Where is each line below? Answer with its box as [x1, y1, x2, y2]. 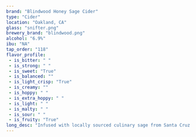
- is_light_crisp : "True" [8, 79, 72, 85]
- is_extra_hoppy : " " [8, 95, 65, 101]
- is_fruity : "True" [8, 117, 59, 123]
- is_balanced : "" [8, 73, 54, 79]
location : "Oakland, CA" [6, 19, 67, 25]
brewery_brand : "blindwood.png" [6, 30, 85, 36]
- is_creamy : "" [8, 85, 49, 90]
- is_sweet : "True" [8, 68, 57, 74]
